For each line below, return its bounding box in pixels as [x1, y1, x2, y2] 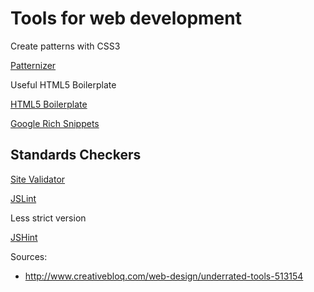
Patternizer [10, 59, 57, 71]
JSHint [10, 231, 38, 243]
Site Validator [10, 173, 66, 185]
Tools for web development [10, 7, 242, 30]
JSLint [10, 192, 37, 204]
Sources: [10, 250, 48, 262]
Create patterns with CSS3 [10, 40, 121, 52]
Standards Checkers [10, 147, 142, 164]
